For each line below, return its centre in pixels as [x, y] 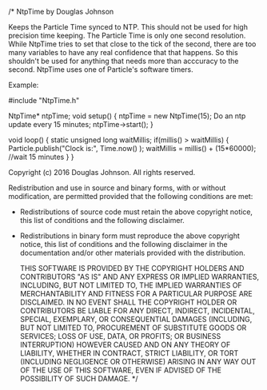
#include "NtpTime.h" [44, 100]
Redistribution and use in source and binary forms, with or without [117, 188]
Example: [24, 85]
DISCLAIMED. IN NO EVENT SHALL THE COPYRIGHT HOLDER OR [128, 302]
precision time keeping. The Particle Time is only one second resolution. [127, 36]
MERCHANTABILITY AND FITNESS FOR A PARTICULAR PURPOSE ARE [136, 294]
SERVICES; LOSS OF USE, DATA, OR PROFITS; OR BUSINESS [120, 336]
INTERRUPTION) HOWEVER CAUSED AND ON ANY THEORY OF [125, 344]
